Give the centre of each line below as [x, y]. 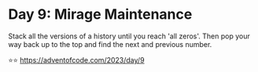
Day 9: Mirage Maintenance [100, 14]
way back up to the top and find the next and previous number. [110, 44]
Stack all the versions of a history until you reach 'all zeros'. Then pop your [129, 36]
